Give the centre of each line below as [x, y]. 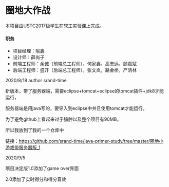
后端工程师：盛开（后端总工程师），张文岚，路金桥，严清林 [75, 70]
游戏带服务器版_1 [23, 147]
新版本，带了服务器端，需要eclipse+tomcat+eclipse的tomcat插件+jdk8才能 [85, 91]
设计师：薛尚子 [29, 58]
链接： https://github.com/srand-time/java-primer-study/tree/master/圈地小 [85, 141]
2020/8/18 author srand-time [36, 81]
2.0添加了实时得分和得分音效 [36, 179]
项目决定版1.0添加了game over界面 [42, 169]
